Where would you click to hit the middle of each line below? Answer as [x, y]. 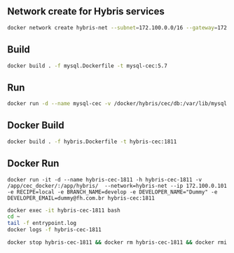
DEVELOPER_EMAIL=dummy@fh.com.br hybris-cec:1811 [81, 198]
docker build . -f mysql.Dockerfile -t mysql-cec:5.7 [88, 66]
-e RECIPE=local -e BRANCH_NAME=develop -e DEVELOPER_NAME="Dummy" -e [112, 192]
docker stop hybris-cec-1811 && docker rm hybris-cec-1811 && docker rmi [117, 242]
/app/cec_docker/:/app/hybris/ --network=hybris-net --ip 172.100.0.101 [117, 186]
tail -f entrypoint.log [42, 224]
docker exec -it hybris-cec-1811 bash [64, 210]
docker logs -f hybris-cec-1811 [54, 230]
